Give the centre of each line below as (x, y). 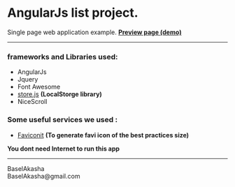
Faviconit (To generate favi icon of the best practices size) (103, 135)
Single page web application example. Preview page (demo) (94, 32)
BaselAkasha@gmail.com (44, 176)
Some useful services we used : (62, 120)
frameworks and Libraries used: (63, 57)
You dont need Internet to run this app (64, 149)
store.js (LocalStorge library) (60, 94)
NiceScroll (32, 102)
